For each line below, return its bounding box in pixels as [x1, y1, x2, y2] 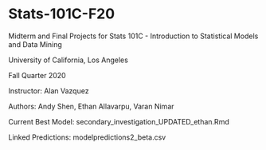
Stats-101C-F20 [8, 5, 115, 23]
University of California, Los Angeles [8, 55, 129, 65]
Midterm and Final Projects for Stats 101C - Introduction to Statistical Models [8, 31, 259, 41]
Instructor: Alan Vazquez [8, 85, 89, 96]
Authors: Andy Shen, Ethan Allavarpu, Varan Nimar [8, 101, 174, 111]
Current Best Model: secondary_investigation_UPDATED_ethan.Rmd [8, 116, 229, 126]
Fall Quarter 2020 [8, 70, 66, 80]
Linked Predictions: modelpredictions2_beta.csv [8, 132, 166, 142]
